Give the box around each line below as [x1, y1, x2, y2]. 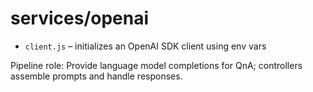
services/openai [10, 7, 150, 30]
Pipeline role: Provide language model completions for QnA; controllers [10, 59, 303, 71]
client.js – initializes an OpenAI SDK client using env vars [24, 40, 267, 52]
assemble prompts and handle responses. [10, 70, 183, 82]
